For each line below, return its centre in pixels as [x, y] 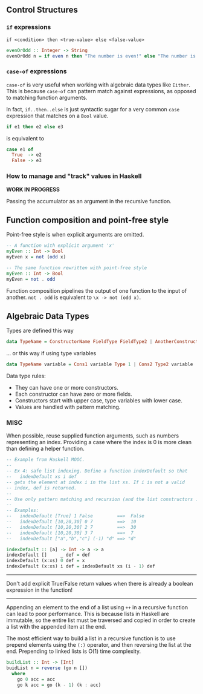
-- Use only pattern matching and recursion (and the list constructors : [102, 499]
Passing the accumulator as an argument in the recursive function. [89, 201]
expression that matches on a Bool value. [57, 116]
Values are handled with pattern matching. [68, 407]
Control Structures [42, 10]
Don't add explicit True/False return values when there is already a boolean [100, 584]
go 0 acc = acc [36, 679]
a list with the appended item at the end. [56, 627]
